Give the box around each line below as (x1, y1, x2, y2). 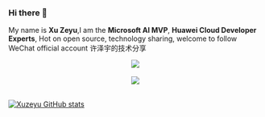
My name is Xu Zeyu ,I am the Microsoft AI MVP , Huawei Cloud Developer (8, 26, 257, 35)
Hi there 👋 (8, 7, 48, 18)
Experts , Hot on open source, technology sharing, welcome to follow (8, 34, 238, 43)
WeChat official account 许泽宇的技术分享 (8, 43, 147, 53)
